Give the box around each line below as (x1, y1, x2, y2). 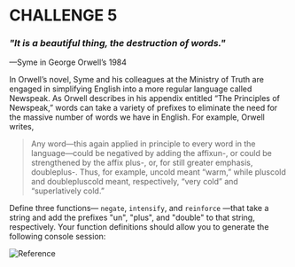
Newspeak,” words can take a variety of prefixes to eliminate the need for (9, 103, 278, 114)
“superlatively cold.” (30, 185, 105, 196)
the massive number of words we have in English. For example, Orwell (9, 112, 266, 122)
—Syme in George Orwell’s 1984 (9, 57, 127, 67)
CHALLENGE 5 (9, 5, 118, 26)
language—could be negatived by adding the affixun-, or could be (30, 148, 272, 159)
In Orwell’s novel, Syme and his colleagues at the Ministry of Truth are (9, 75, 264, 85)
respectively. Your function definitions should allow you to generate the (9, 222, 269, 232)
